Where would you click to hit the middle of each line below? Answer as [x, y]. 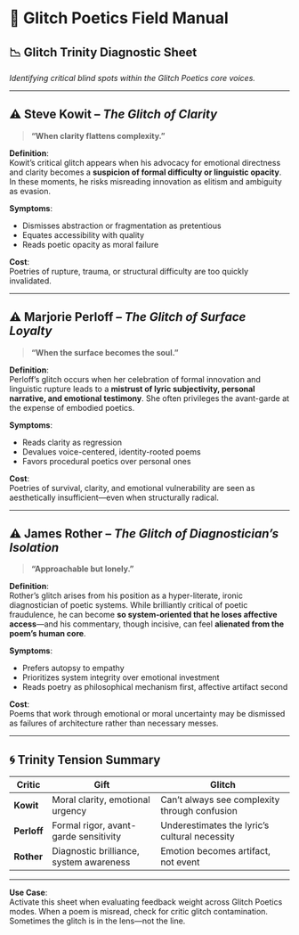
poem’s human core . [48, 634]
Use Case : [28, 893]
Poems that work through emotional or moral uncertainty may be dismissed [147, 714]
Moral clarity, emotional [101, 800]
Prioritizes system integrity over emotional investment [121, 677]
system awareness [91, 862]
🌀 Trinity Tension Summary [85, 760]
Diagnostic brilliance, [96, 851]
